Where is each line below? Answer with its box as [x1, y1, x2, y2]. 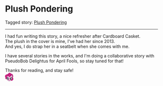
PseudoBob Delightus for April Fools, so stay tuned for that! [5, 58, 124, 64]
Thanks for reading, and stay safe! [5, 67, 74, 73]
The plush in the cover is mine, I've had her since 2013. [5, 38, 115, 44]
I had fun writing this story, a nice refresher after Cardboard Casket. [5, 33, 141, 39]
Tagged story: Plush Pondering [5, 19, 67, 25]
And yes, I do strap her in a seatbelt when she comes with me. [5, 43, 130, 49]
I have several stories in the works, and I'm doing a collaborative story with [5, 53, 154, 58]
